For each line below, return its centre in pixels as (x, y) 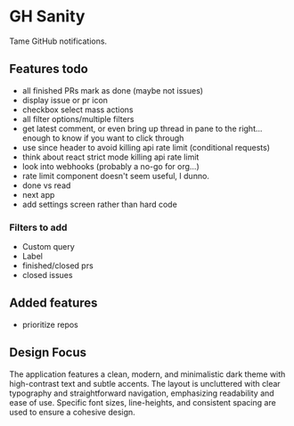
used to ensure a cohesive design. (72, 412)
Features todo (49, 69)
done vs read (46, 185)
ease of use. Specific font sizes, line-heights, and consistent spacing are (143, 402)
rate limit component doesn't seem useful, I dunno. (115, 176)
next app (38, 194)
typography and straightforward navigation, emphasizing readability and (142, 393)
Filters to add (38, 227)
